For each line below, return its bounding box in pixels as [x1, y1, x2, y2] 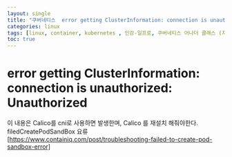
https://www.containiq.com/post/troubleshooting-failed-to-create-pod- [9, 136, 213, 144]
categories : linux [7, 23, 60, 30]
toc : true [7, 36, 36, 43]
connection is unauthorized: [7, 80, 173, 96]
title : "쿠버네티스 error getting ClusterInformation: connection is [7, 17, 207, 24]
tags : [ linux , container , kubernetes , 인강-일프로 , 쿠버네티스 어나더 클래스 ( [7, 29, 222, 37]
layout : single [7, 10, 51, 17]
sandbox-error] [7, 142, 50, 151]
